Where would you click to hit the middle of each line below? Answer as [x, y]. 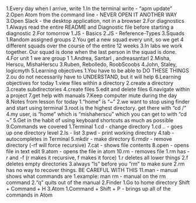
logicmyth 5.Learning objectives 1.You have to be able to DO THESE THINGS [98, 70]
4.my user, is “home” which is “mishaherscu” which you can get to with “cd [97, 114]
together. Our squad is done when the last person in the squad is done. [91, 52]
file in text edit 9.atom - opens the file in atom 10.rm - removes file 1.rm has [96, 151]
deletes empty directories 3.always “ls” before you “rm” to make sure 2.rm [95, 164]
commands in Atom [29, 195]
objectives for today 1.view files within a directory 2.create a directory [90, 83]
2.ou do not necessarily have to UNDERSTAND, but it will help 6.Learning [94, 77]
